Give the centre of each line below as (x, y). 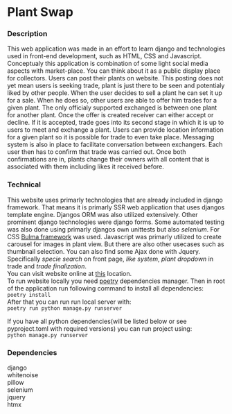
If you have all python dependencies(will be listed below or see (97, 321)
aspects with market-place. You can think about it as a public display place (114, 71)
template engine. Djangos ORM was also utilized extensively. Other (102, 214)
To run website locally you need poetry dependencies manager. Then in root (116, 281)
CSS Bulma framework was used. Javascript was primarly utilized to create (114, 236)
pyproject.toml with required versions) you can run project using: (100, 328)
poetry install (29, 295)
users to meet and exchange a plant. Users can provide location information (115, 130)
